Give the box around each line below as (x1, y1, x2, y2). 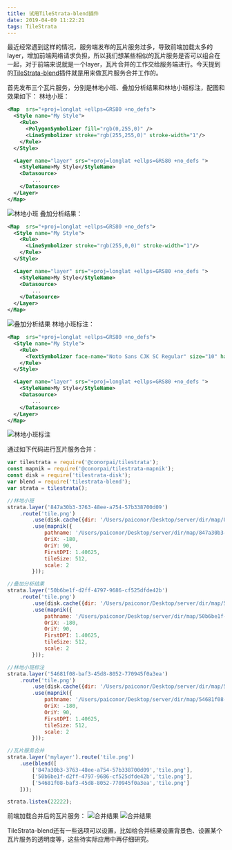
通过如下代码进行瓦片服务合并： (7, 445, 98, 454)
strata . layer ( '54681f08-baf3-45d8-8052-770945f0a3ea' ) (7, 670, 168, 678)
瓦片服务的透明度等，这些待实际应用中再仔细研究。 (7, 835, 153, 844)
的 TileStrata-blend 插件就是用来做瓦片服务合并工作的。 (7, 69, 162, 77)
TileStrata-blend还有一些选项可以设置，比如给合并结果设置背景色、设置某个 (7, 826, 223, 835)
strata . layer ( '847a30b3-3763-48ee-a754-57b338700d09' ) (7, 504, 168, 511)
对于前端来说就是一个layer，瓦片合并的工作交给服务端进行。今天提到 (25, 60, 221, 69)
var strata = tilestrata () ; (7, 484, 88, 492)
